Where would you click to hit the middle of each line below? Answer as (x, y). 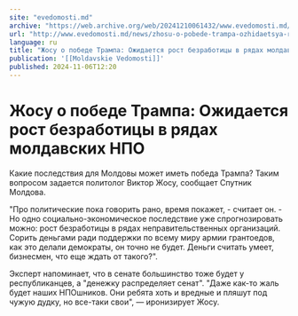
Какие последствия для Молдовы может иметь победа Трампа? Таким (144, 173)
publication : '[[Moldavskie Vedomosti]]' (87, 59)
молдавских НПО (77, 149)
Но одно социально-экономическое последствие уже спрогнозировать (146, 218)
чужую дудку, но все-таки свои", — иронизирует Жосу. (114, 302)
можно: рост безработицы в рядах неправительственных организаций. (145, 228)
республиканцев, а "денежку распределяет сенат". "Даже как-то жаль (144, 283)
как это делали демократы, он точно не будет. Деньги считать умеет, (141, 247)
